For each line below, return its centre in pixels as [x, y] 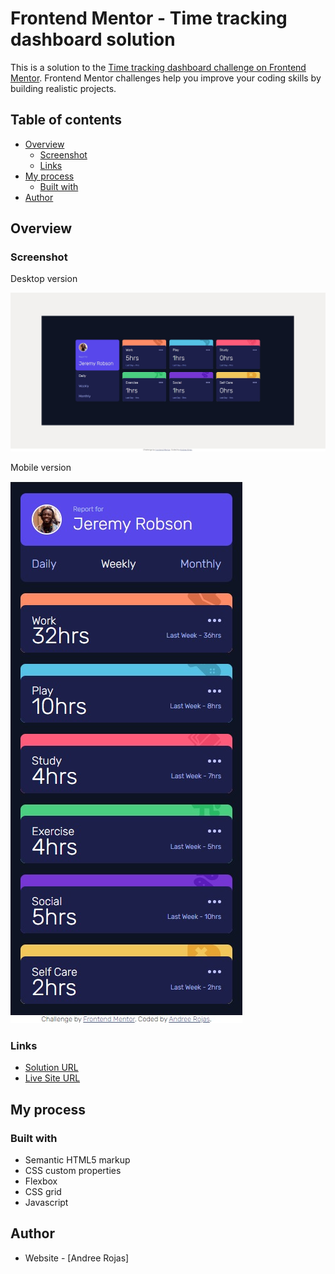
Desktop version [44, 279]
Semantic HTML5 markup [77, 1159]
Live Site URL [52, 1078]
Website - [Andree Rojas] [77, 1258]
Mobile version [41, 467]
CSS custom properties [73, 1170]
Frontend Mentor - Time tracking [149, 18]
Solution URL [51, 1068]
